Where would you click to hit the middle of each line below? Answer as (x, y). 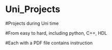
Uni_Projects (33, 9)
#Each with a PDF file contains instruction (49, 43)
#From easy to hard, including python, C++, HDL (56, 33)
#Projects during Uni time (32, 23)
